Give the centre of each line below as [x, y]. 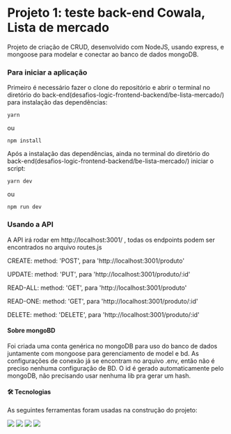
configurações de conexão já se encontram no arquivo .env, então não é [111, 361]
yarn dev [20, 181]
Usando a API [30, 224]
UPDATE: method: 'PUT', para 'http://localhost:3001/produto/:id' [99, 274]
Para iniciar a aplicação [47, 72]
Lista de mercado [58, 28]
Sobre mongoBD [31, 331]
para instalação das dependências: [57, 102]
